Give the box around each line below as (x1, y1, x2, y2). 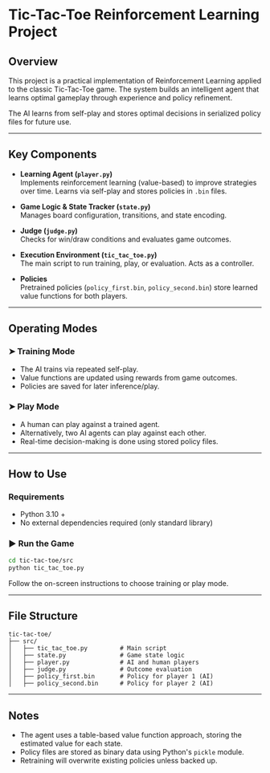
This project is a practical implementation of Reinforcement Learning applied (8, 76, 262, 85)
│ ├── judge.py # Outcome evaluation (8, 665, 193, 673)
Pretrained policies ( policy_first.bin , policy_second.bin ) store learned (19, 283, 259, 292)
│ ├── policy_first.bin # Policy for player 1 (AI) (8, 673, 215, 681)
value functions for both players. (19, 291, 129, 300)
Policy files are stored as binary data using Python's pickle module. (19, 747, 245, 757)
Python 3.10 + (19, 510, 66, 519)
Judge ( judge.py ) (19, 226, 78, 235)
